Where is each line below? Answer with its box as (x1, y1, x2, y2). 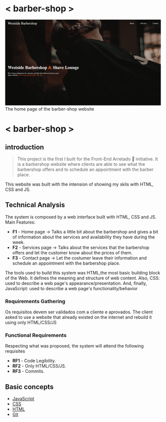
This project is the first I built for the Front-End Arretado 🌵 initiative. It (17, 156, 158, 162)
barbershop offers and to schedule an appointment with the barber (17, 166, 154, 173)
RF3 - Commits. (12, 368, 44, 374)
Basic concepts (5, 383, 54, 391)
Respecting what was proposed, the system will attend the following (5, 343, 144, 349)
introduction (5, 143, 44, 151)
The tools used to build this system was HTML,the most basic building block (5, 269, 161, 275)
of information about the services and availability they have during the (12, 234, 155, 240)
